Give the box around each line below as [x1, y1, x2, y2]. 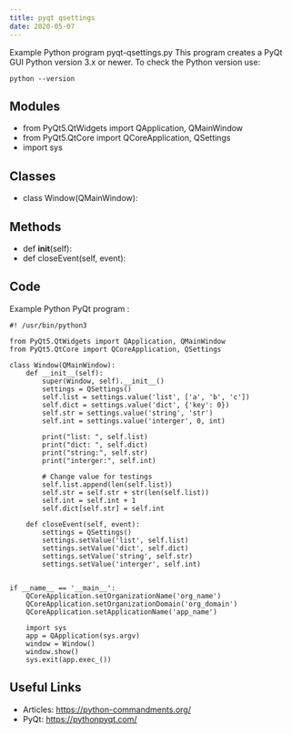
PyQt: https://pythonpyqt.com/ [22, 713, 138, 724]
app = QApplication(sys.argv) [25, 631, 141, 640]
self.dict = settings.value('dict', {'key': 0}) [42, 400, 230, 409]
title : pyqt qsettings [9, 13, 96, 23]
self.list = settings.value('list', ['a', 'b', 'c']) [42, 392, 250, 401]
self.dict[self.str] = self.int [42, 504, 166, 513]
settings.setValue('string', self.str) [42, 551, 194, 560]
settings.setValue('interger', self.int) [42, 559, 202, 568]
